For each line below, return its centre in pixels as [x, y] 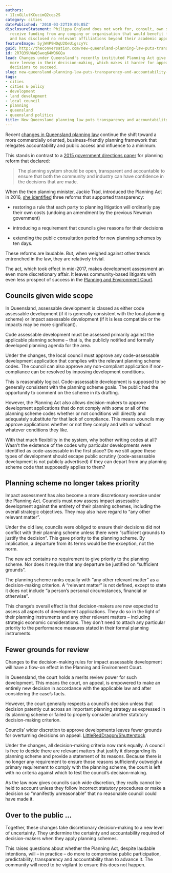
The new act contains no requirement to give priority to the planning [77, 559]
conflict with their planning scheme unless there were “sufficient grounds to [85, 533]
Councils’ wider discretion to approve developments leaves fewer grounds [84, 730]
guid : [11, 48]
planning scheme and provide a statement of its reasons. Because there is [83, 756]
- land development [26, 96]
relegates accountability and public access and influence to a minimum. [81, 145]
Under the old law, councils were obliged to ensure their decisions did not [83, 527]
